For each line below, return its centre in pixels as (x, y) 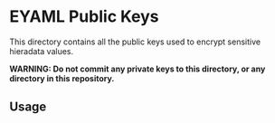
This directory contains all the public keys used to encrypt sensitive (135, 42)
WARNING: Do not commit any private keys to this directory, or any (137, 69)
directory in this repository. (62, 78)
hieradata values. (42, 51)
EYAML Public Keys (84, 17)
